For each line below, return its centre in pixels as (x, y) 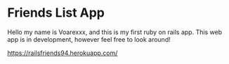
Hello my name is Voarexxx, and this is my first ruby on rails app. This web (115, 32)
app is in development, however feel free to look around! (89, 39)
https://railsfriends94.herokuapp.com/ (63, 53)
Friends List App (56, 13)
